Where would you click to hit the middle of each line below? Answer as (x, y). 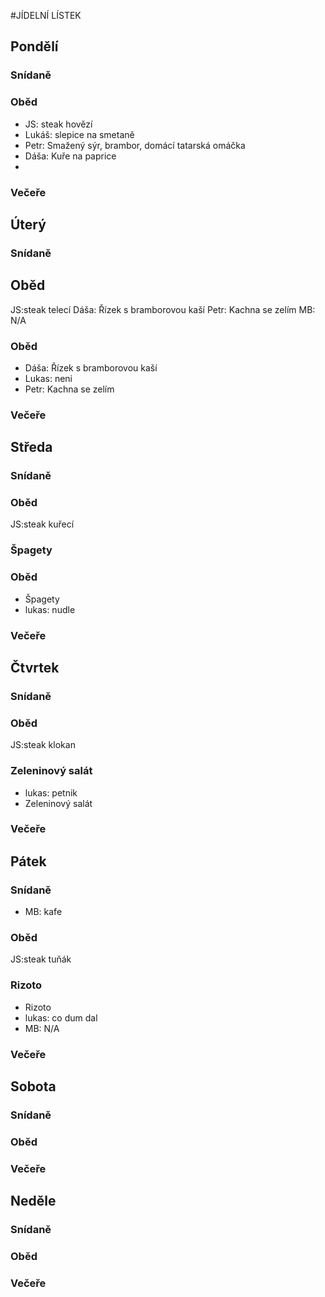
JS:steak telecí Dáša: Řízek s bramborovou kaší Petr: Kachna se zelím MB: (163, 309)
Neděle (33, 1201)
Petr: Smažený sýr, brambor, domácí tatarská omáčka (135, 145)
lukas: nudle (50, 609)
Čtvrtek (35, 668)
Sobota (33, 1086)
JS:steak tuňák (41, 959)
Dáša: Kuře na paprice (70, 156)
